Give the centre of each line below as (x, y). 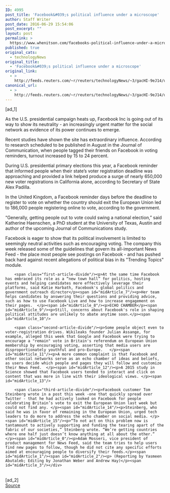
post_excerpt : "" (24, 29)
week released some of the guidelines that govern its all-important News (81, 249)
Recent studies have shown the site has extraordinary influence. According (83, 139)
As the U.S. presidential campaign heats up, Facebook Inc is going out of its (84, 119)
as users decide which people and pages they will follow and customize (83, 363)
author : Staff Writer (28, 19)
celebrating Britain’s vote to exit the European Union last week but (81, 403)
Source (13, 485)
